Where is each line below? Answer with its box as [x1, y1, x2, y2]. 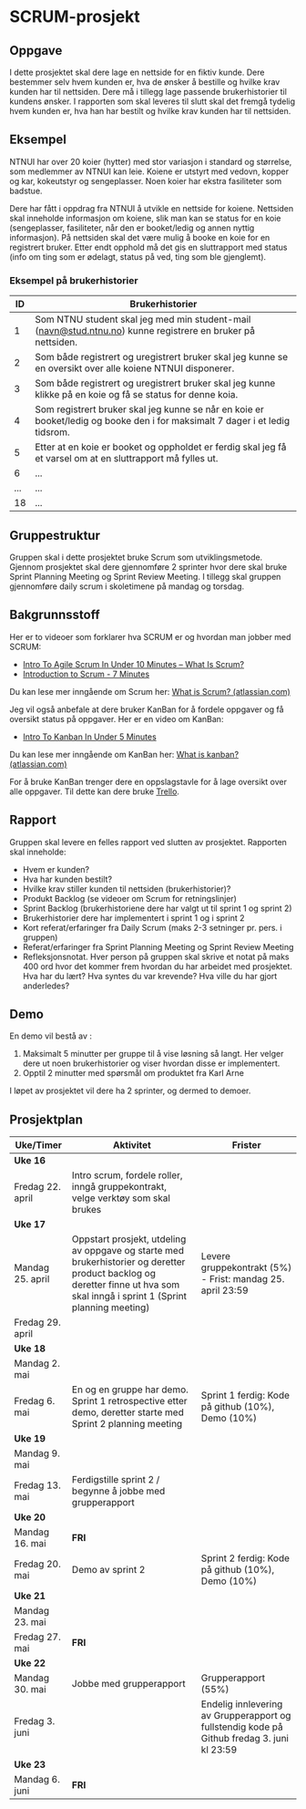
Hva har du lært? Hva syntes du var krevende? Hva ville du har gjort [22, 970, 278, 981]
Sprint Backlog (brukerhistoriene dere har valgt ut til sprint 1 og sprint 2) [22, 903, 293, 914]
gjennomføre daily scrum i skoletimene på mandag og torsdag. [9, 581, 245, 592]
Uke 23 [14, 1758, 46, 1771]
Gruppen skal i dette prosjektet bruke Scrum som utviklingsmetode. [9, 552, 263, 563]
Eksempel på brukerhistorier [9, 274, 138, 286]
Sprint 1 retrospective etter [71, 1395, 189, 1408]
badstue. [9, 185, 43, 196]
